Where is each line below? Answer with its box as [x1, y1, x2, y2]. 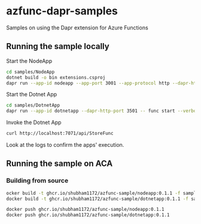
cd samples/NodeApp [6, 69, 55, 75]
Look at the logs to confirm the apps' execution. [6, 141, 124, 148]
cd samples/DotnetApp [6, 102, 60, 108]
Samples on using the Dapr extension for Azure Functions [6, 24, 148, 31]
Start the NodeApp [6, 57, 53, 64]
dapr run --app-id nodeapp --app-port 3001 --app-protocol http [6, 80, 170, 86]
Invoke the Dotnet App [6, 119, 62, 126]
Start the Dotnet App [6, 91, 57, 98]
